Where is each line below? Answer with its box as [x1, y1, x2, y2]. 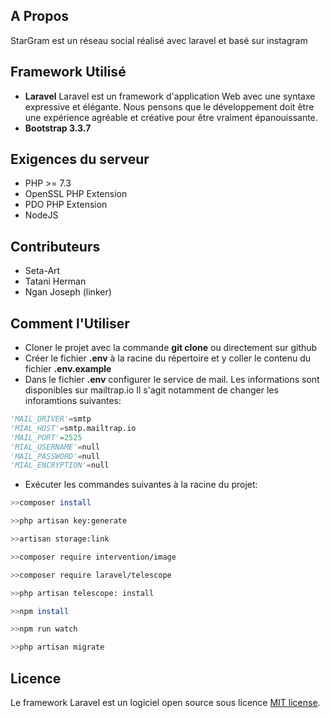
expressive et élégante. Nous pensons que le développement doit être [24, 100, 315, 113]
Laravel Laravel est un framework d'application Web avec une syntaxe [24, 90, 316, 102]
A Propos [10, 8, 70, 25]
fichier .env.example [24, 363, 112, 375]
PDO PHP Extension [24, 199, 108, 211]
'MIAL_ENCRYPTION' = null [10, 460, 110, 471]
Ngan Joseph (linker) [24, 286, 112, 298]
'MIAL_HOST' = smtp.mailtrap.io [10, 423, 137, 433]
